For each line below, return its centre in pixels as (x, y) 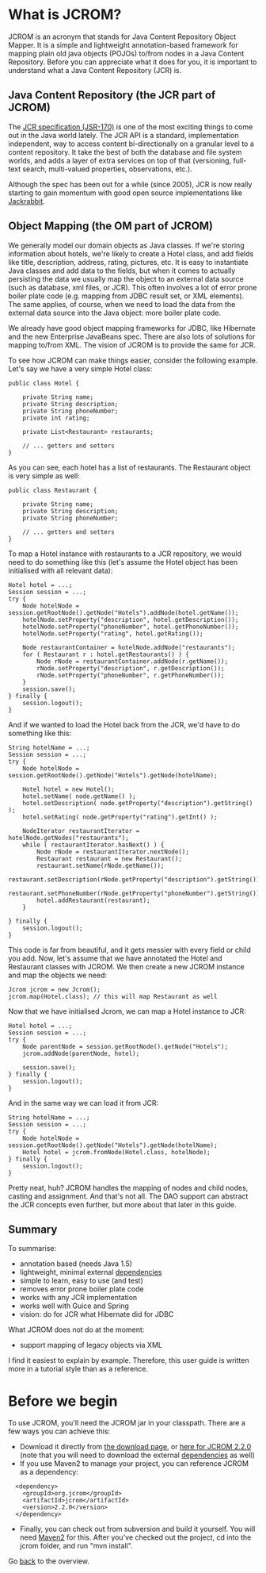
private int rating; (56, 418)
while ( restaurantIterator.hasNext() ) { (93, 845)
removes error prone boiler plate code (82, 1289)
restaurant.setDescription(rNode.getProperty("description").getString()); (136, 879)
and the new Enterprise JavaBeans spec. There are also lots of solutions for (132, 336)
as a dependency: (49, 1472)
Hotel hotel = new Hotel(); (68, 789)
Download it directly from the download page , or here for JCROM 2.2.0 (135, 1447)
